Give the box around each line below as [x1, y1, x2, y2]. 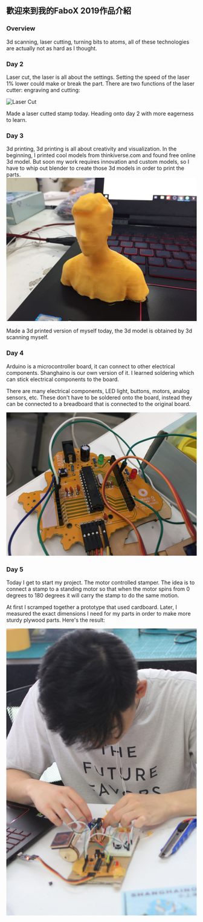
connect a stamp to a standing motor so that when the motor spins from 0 [6, 585, 190, 593]
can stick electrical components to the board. [6, 375, 120, 383]
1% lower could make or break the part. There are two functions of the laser [6, 79, 195, 87]
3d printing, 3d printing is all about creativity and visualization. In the [6, 145, 177, 153]
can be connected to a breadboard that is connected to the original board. [6, 400, 191, 408]
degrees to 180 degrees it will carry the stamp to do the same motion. [6, 591, 179, 599]
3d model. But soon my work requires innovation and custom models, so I [6, 158, 190, 166]
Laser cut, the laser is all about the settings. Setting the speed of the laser [6, 73, 190, 81]
